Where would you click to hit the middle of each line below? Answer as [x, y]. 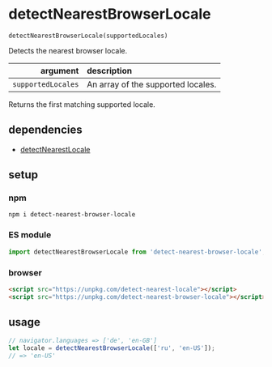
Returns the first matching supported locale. [82, 104]
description [109, 70]
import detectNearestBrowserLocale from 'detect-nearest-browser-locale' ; [137, 252]
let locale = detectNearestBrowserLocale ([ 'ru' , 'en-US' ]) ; [112, 348]
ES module [30, 235]
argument [59, 70]
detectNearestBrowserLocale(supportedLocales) [88, 36]
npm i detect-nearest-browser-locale [72, 215]
